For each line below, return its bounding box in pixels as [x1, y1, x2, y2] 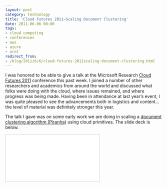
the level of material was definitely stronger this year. [5, 104, 114, 110]
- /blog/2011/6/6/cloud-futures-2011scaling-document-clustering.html [5, 58, 155, 63]
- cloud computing [5, 30, 43, 35]
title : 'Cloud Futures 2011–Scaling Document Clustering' [5, 16, 128, 21]
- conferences [5, 35, 35, 40]
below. [5, 124, 19, 130]
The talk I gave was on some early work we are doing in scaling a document [5, 113, 161, 120]
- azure [5, 44, 21, 49]
